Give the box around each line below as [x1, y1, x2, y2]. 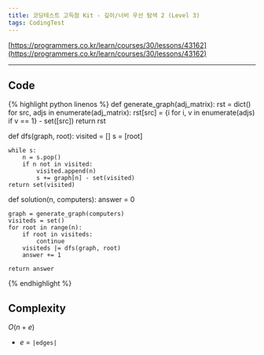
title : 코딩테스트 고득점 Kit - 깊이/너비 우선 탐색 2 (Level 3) [8, 11, 200, 20]
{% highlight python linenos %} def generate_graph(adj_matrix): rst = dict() [8, 100, 251, 109]
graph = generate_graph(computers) [8, 210, 125, 218]
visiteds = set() [8, 217, 65, 225]
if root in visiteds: [22, 231, 93, 239]
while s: [8, 147, 37, 155]
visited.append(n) [36, 167, 97, 175]
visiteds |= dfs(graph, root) [22, 244, 122, 252]
